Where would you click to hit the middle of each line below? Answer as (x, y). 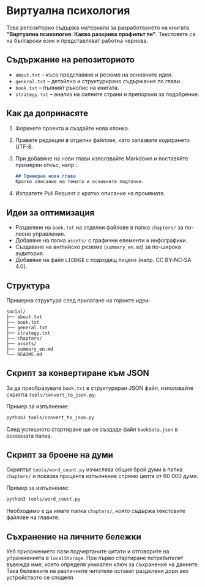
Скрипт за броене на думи (60, 455)
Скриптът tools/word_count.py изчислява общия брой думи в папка (95, 469)
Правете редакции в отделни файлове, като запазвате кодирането (102, 140)
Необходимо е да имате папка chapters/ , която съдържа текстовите (96, 511)
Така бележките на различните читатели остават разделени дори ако (98, 571)
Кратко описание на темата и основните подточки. (80, 182)
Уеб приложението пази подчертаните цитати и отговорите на (88, 551)
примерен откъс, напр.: (46, 165)
